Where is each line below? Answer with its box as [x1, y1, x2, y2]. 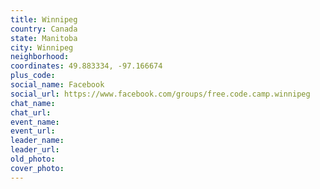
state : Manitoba [10, 33, 78, 43]
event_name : [10, 117, 60, 127]
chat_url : [10, 107, 52, 118]
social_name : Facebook [10, 80, 105, 90]
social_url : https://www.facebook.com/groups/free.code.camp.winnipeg [10, 89, 311, 99]
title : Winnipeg [10, 14, 78, 25]
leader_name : [10, 136, 65, 146]
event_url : [10, 126, 56, 136]
